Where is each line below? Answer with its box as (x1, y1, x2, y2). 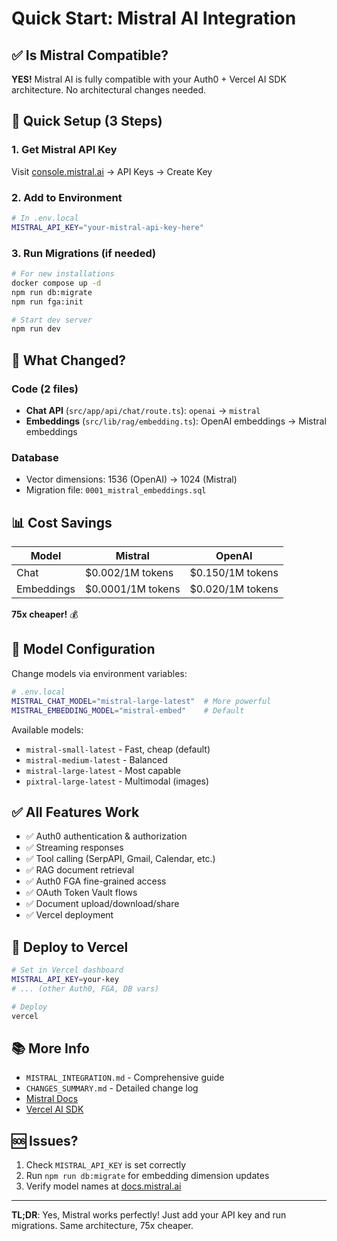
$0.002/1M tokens (84, 566, 174, 580)
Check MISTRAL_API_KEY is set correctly (25, 1159, 187, 1171)
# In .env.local (11, 213, 79, 223)
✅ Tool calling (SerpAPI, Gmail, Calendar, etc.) (25, 853, 216, 865)
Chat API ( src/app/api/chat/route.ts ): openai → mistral (25, 404, 261, 416)
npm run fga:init (11, 297, 84, 307)
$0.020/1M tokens (189, 582, 279, 596)
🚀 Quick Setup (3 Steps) (11, 113, 163, 130)
